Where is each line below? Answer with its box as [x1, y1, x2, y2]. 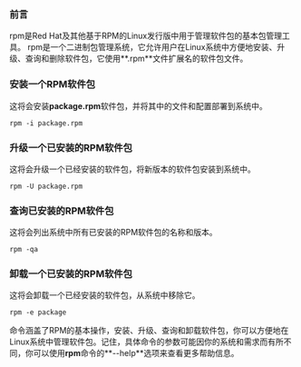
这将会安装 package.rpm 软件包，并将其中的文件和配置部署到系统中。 [9, 100, 267, 111]
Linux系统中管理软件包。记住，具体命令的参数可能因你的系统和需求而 [9, 336, 268, 347]
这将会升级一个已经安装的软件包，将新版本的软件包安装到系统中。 [9, 164, 256, 174]
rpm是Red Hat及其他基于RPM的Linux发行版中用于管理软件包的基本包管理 [9, 30, 283, 42]
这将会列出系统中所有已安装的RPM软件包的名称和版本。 [9, 227, 218, 238]
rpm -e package [9, 308, 67, 317]
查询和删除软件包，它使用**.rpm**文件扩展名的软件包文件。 [24, 53, 248, 64]
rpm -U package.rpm [9, 182, 83, 191]
